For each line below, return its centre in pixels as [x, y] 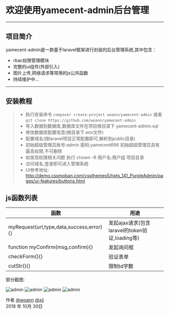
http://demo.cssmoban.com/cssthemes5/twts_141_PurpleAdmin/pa [94, 175]
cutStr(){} [19, 266]
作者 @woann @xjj [25, 300]
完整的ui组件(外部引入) [36, 66]
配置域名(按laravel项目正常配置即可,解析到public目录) [80, 138]
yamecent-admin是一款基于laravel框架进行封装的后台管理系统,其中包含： [81, 49]
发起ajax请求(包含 [129, 223]
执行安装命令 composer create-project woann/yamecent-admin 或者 [94, 114]
